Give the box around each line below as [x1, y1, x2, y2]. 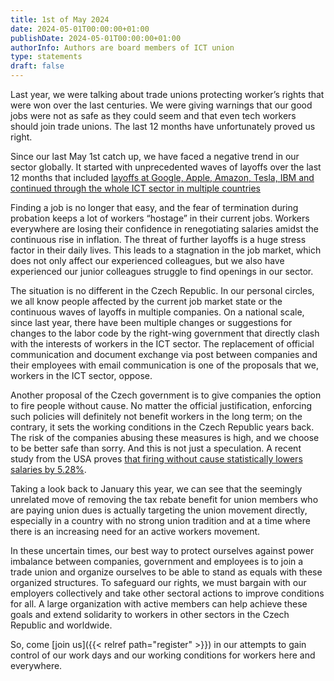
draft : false [10, 61, 65, 71]
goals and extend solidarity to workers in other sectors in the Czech [10, 609, 290, 620]
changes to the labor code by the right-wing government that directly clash [10, 327, 320, 339]
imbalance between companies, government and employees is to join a [10, 556, 304, 567]
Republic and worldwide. [10, 619, 113, 631]
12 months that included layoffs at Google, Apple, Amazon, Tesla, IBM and [10, 172, 315, 183]
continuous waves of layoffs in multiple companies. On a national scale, [10, 306, 305, 318]
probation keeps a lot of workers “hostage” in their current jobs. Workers [10, 212, 310, 224]
